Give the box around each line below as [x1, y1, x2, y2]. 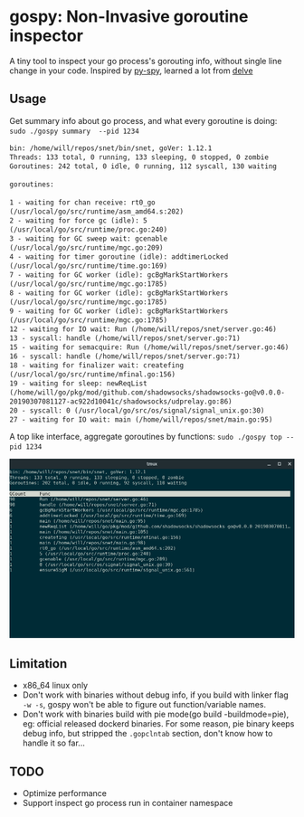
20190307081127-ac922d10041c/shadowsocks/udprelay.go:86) [9, 396, 233, 406]
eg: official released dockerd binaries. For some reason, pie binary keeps [22, 718, 295, 729]
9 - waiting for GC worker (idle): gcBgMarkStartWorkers [9, 306, 229, 316]
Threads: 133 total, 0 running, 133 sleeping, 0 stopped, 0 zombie [9, 152, 270, 162]
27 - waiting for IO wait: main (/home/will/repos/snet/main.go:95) [9, 414, 273, 424]
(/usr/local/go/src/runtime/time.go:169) [9, 261, 168, 271]
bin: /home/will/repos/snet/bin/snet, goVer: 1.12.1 [9, 143, 213, 153]
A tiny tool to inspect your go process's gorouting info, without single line [9, 55, 282, 66]
